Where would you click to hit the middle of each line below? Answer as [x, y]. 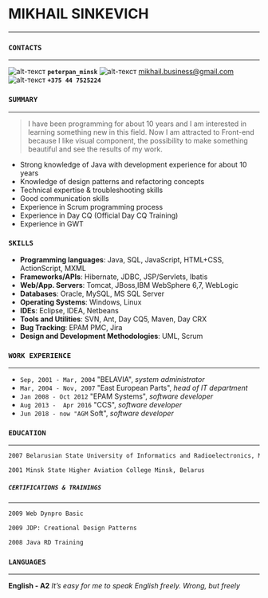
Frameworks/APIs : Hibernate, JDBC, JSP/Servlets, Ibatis [114, 277]
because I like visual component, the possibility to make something [138, 140]
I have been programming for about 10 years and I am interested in [137, 124]
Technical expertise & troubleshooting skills [91, 190]
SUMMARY [23, 100]
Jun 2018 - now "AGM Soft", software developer [97, 413]
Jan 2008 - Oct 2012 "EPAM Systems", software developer [116, 396]
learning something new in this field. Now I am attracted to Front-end [141, 132]
